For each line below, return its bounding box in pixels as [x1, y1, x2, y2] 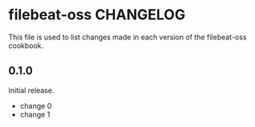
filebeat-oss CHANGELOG [8, 6, 186, 24]
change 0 [19, 100, 52, 110]
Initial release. [8, 85, 55, 95]
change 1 [19, 109, 51, 119]
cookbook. [8, 40, 44, 50]
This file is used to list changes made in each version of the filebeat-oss [8, 32, 247, 42]
